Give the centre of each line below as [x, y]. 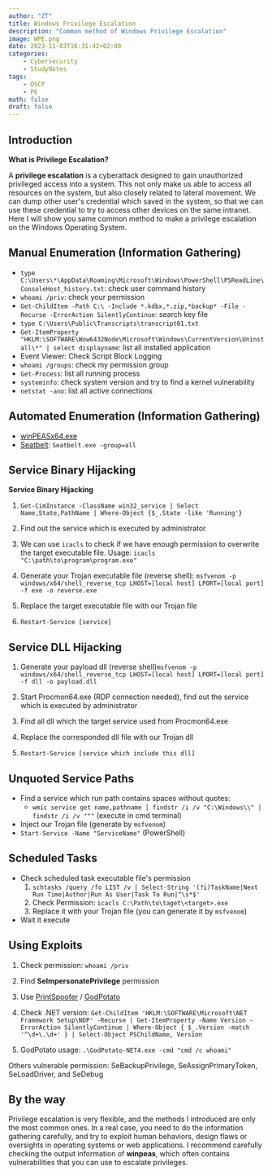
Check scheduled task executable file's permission [105, 878]
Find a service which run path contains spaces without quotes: [125, 798]
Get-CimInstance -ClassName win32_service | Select [109, 506]
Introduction [41, 140]
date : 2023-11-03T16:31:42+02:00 [65, 46]
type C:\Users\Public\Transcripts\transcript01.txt [109, 323]
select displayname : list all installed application [132, 347]
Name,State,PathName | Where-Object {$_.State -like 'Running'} [131, 513]
